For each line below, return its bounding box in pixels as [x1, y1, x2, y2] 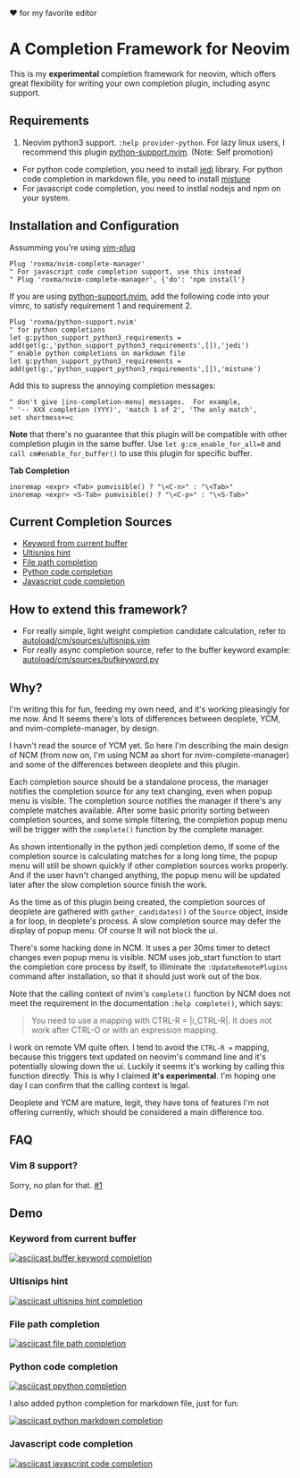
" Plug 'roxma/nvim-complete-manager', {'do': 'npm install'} [9, 274, 246, 284]
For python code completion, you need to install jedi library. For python [21, 164, 283, 174]
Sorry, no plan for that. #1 [9, 1179, 103, 1190]
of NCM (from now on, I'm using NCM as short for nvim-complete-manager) [9, 750, 290, 760]
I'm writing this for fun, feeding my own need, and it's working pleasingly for [9, 704, 290, 714]
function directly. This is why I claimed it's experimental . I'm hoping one [9, 1070, 277, 1081]
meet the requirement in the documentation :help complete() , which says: [9, 998, 283, 1009]
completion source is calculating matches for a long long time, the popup [9, 851, 279, 861]
